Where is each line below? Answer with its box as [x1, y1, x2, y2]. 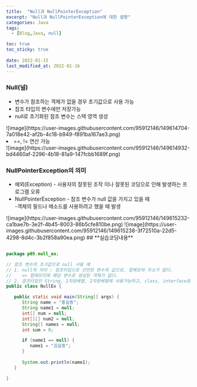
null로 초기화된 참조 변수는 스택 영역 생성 [14, 112, 108, 119]
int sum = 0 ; [21, 327, 54, 333]
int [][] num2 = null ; [21, 316, 75, 322]
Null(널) [6, 84, 28, 92]
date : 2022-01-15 [6, 57, 49, 64]
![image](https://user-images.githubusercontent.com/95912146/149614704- [6, 124, 190, 131]
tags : [6, 25, 19, 31]
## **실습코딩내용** [86, 234, 133, 241]
